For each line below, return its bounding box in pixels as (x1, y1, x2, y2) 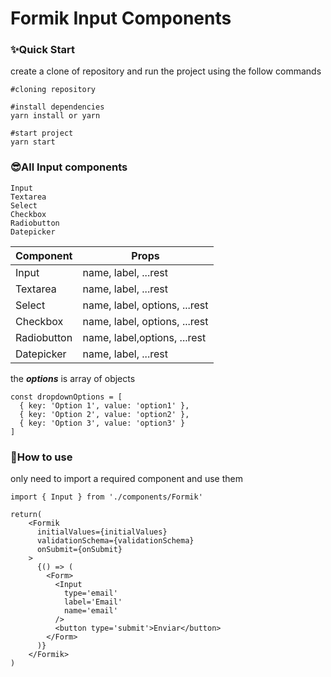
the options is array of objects (10, 372, 136, 384)
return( (10, 510, 43, 520)
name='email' (63, 606, 118, 616)
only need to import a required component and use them (10, 473, 243, 485)
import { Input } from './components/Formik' (10, 492, 203, 502)
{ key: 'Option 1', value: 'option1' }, (19, 400, 190, 411)
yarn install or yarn (10, 111, 101, 121)
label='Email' (63, 597, 123, 607)
